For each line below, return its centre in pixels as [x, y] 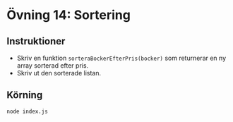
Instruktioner [36, 41]
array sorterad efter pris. [53, 66]
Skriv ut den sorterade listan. [59, 73]
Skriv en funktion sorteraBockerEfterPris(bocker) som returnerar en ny [121, 58]
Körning [25, 95]
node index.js [28, 111]
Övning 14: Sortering [69, 15]
